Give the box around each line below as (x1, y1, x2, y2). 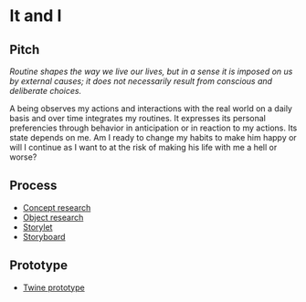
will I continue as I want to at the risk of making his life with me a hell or (9, 142, 278, 152)
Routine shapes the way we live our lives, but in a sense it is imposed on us (9, 66, 293, 77)
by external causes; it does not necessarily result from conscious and (9, 76, 272, 87)
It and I (9, 5, 62, 26)
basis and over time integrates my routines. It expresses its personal (9, 113, 267, 123)
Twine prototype (22, 282, 85, 293)
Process (9, 178, 58, 193)
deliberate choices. (9, 86, 82, 96)
